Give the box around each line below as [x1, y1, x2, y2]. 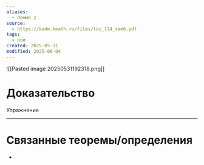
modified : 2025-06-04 [6, 49, 61, 55]
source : [6, 20, 26, 26]
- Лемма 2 [12, 15, 36, 21]
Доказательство [6, 86, 95, 100]
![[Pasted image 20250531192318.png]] [6, 65, 105, 72]
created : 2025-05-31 [6, 43, 59, 49]
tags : [6, 32, 20, 38]
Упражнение [6, 106, 39, 113]
